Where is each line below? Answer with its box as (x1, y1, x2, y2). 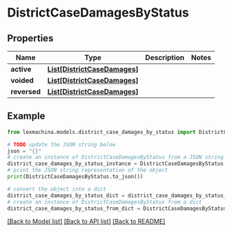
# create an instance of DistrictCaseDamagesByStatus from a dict (7, 198, 202, 205)
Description (144, 53, 185, 62)
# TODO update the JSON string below (7, 141, 116, 148)
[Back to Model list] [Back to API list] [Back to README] (7, 217, 166, 226)
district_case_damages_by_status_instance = (7, 160, 137, 167)
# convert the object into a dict (7, 185, 107, 193)
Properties (7, 32, 54, 44)
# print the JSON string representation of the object (7, 167, 168, 174)
